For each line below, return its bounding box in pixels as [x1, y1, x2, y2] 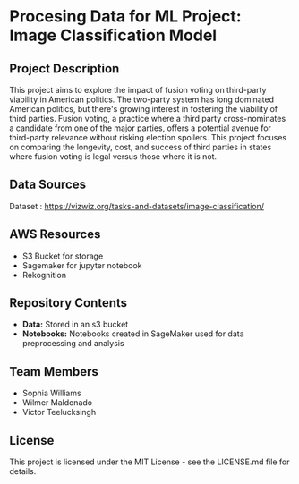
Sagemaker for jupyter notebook [21, 259, 142, 270]
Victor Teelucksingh [21, 407, 97, 418]
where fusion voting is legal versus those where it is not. [9, 151, 218, 162]
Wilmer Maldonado [21, 397, 92, 408]
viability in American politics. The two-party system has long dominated [9, 94, 275, 105]
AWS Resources [9, 226, 101, 242]
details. [9, 466, 37, 477]
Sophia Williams [21, 387, 82, 399]
